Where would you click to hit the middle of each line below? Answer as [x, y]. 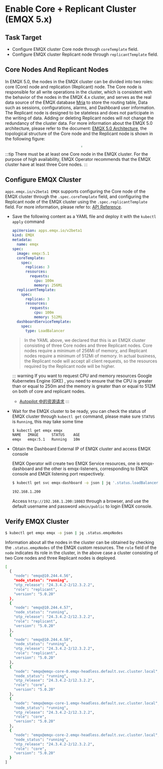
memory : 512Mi [48, 317]
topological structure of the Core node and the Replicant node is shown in [79, 134]
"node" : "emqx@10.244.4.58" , [43, 639]
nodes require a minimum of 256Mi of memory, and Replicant [86, 350]
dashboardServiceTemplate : [44, 321]
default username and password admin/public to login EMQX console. [82, 506]
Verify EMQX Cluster [37, 522]
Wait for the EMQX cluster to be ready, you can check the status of [79, 411]
